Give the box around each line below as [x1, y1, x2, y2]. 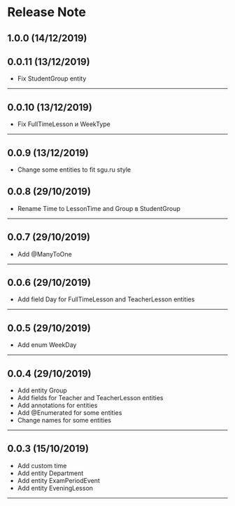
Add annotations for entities [17, 401, 98, 410]
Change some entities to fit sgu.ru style [17, 165, 131, 174]
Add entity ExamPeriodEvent [17, 476, 100, 484]
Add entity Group [17, 386, 68, 395]
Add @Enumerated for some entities [17, 409, 122, 417]
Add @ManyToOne [17, 249, 72, 258]
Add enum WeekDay [17, 341, 77, 349]
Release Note [7, 4, 86, 20]
